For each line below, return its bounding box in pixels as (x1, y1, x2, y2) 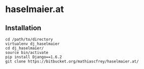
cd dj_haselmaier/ (5, 46, 44, 51)
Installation (5, 24, 41, 32)
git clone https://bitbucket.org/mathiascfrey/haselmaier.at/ (5, 59, 139, 64)
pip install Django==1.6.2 (5, 54, 62, 59)
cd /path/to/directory (5, 37, 53, 42)
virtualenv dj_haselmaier (5, 41, 60, 46)
